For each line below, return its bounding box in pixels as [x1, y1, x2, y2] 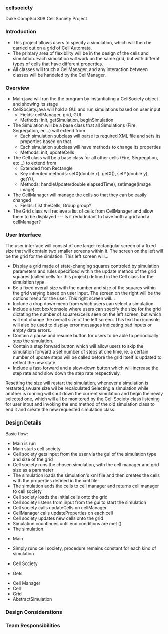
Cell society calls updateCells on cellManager [12, 505, 107, 511]
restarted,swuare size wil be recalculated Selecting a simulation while [5, 385, 149, 391]
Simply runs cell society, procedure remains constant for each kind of [12, 545, 156, 551]
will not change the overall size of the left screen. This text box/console [12, 317, 160, 323]
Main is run [12, 440, 36, 447]
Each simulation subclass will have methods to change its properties [20, 144, 161, 150]
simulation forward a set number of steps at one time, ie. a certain [12, 349, 149, 355]
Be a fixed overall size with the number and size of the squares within [12, 285, 156, 291]
